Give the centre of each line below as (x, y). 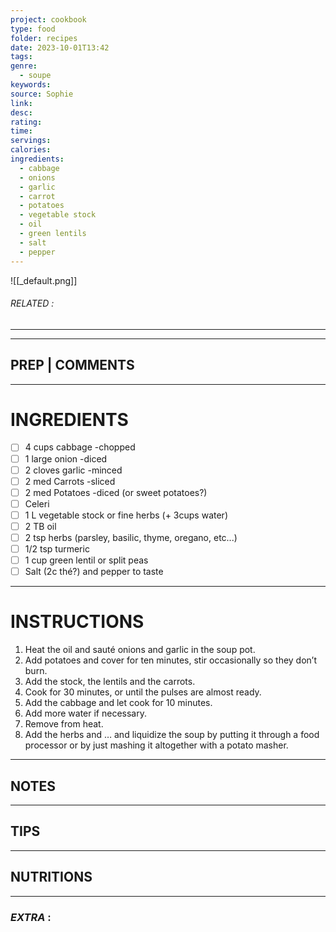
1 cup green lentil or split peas (86, 560)
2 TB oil (40, 526)
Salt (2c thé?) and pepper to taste (94, 572)
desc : (21, 112)
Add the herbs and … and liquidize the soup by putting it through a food (172, 735)
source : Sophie (42, 94)
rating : (26, 122)
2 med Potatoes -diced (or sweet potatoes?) (116, 492)
